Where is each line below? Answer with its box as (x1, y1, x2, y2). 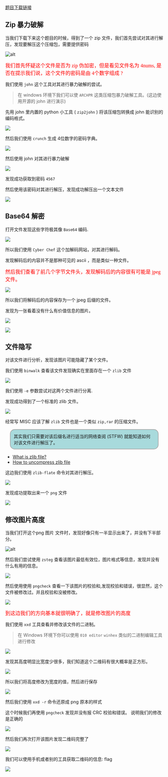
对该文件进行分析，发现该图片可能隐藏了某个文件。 (5, 357, 111, 363)
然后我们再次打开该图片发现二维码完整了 (5, 736, 89, 742)
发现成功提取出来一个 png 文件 (5, 490, 68, 496)
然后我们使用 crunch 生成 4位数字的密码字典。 (5, 135, 100, 141)
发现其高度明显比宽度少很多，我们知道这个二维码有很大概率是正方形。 (5, 659, 150, 665)
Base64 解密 (5, 212, 45, 221)
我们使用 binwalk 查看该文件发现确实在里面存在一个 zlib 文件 (5, 367, 132, 374)
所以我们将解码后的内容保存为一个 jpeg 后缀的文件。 (5, 297, 114, 303)
